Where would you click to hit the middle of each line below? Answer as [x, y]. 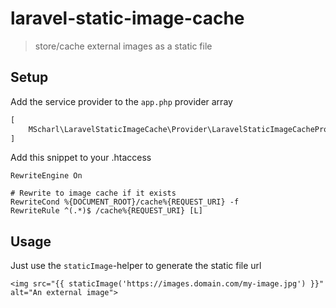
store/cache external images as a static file [123, 46]
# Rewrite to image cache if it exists [93, 193]
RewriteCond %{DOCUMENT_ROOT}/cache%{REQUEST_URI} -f [125, 202]
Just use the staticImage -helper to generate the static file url [136, 266]
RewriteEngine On [46, 176]
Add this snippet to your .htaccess [81, 158]
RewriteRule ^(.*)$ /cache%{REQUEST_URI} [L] [106, 211]
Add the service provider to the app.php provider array [121, 101]
